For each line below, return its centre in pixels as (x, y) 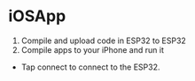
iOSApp (37, 16)
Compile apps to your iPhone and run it (93, 49)
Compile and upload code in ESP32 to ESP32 (104, 40)
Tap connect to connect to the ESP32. (90, 67)
